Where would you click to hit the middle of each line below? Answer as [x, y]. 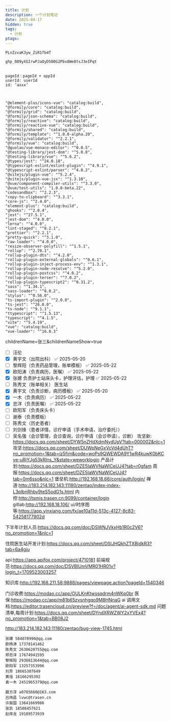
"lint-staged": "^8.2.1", [33, 228]
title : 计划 [17, 10]
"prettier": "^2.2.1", [29, 233]
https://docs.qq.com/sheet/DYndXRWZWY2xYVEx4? [90, 612]
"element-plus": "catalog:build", [42, 206]
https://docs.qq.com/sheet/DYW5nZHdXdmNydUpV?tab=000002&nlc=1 [89, 441]
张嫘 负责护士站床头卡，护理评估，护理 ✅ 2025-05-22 [70, 378]
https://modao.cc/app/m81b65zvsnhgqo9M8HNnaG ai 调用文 [76, 600]
